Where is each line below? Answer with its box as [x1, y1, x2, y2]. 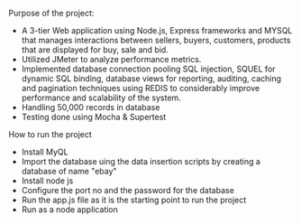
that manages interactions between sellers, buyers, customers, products [21, 35, 291, 45]
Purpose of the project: [8, 8, 95, 18]
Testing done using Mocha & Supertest [21, 112, 167, 122]
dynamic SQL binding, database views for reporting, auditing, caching [21, 73, 281, 84]
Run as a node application [21, 204, 119, 215]
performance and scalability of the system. [21, 92, 181, 103]
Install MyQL [21, 146, 68, 157]
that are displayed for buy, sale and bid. [21, 44, 169, 55]
